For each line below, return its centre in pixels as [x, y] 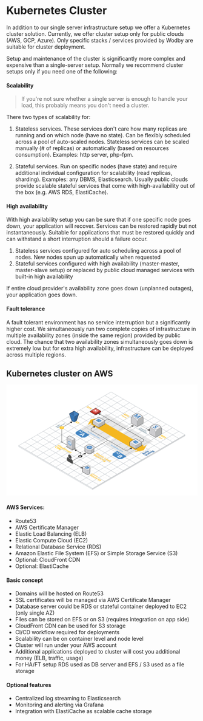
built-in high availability [44, 276]
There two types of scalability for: [48, 117]
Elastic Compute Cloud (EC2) [52, 540]
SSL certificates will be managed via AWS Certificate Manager [93, 600]
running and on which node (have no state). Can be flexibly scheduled [103, 135]
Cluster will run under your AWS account [66, 645]
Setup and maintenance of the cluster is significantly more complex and [96, 58]
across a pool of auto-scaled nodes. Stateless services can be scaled [102, 142]
